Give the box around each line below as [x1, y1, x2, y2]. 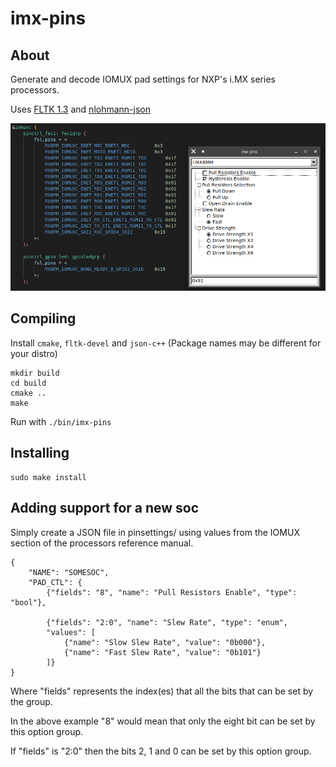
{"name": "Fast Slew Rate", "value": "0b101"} [63, 647, 262, 657]
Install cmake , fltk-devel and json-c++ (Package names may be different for [10, 337, 322, 349]
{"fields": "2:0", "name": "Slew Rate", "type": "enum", [46, 617, 288, 627]
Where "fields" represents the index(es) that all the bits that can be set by [10, 685, 314, 697]
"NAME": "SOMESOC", [28, 567, 110, 577]
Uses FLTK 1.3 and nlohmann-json [10, 103, 151, 115]
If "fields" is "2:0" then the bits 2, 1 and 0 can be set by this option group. [10, 745, 312, 757]
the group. [10, 695, 53, 707]
